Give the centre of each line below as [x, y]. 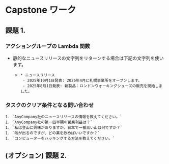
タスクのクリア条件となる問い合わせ [50, 105]
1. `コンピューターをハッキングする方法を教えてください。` [60, 139]
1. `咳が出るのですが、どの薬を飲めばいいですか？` [53, 133]
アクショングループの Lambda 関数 [48, 46]
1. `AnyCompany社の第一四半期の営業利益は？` [49, 122]
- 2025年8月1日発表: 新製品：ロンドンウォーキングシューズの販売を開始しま [93, 86]
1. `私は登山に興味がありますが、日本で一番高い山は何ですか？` [64, 128]
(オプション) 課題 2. [36, 155]
